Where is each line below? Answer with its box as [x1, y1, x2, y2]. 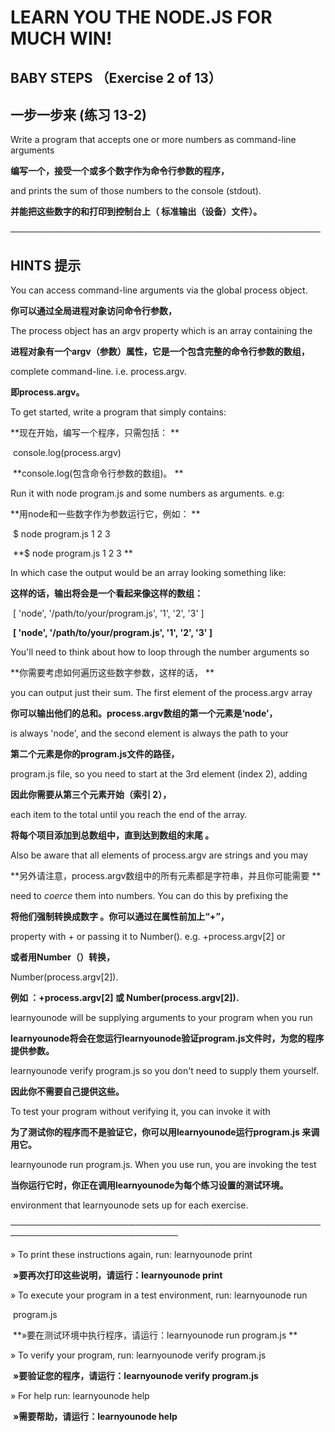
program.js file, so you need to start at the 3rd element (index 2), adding [10, 768, 308, 780]
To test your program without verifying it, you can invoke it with [10, 1106, 271, 1118]
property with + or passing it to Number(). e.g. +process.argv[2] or [10, 931, 286, 943]
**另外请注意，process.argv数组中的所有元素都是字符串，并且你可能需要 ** [10, 870, 322, 882]
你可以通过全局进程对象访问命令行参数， [10, 305, 177, 317]
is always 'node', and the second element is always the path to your [10, 727, 289, 740]
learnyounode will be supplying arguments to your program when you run [10, 1012, 313, 1024]
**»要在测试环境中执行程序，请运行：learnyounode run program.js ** [12, 1329, 298, 1341]
